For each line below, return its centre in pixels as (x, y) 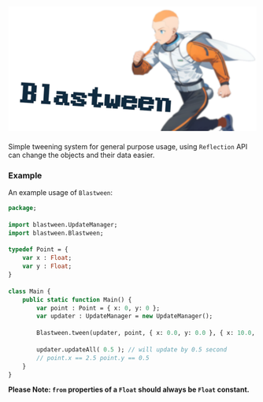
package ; (22, 209)
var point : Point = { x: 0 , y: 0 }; (98, 308)
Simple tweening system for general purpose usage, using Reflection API (128, 146)
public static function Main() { (77, 299)
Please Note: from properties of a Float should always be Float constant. (129, 389)
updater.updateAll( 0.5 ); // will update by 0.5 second (131, 349)
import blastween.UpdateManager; (63, 224)
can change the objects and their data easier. (81, 155)
